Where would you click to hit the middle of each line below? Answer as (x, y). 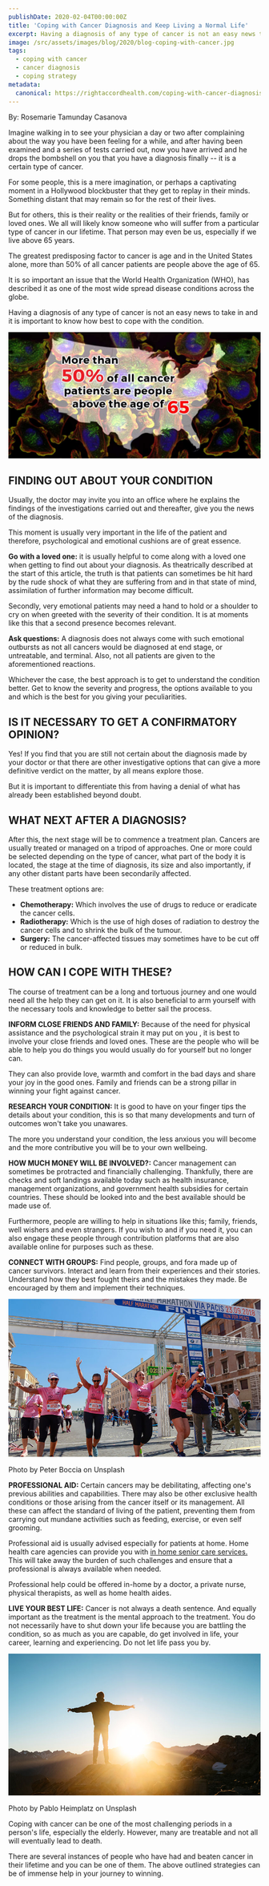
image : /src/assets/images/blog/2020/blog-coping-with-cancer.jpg (121, 42)
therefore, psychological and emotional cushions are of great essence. (125, 541)
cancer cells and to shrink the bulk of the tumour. (101, 930)
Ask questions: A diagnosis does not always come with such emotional (126, 639)
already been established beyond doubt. (75, 795)
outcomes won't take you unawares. (68, 1123)
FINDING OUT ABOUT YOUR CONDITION (111, 481)
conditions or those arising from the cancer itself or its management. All (126, 1502)
